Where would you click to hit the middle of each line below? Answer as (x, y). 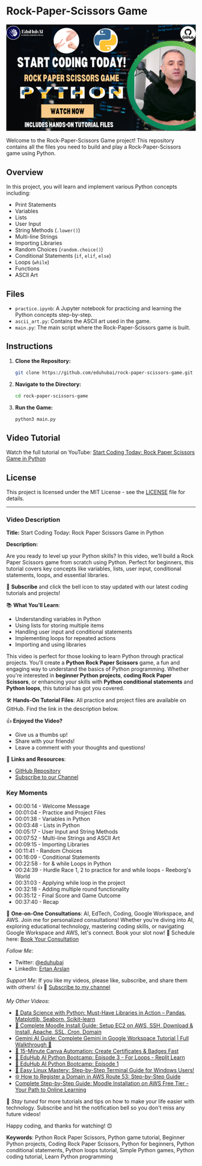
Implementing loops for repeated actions (65, 638)
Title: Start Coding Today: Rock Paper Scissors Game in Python (85, 533)
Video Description (33, 520)
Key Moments (27, 793)
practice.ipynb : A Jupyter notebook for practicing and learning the (98, 308)
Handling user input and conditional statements (73, 632)
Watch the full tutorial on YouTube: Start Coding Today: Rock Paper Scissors (101, 453)
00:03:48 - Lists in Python (47, 825)
